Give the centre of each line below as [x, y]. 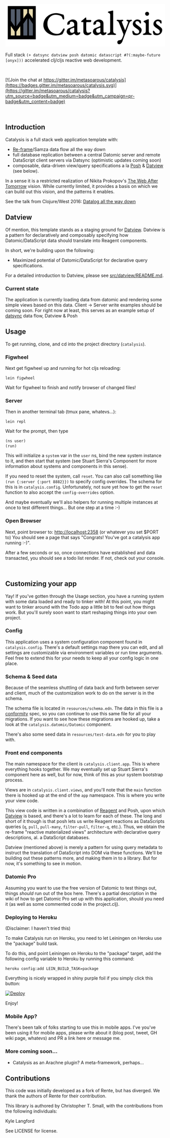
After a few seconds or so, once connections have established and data [80, 552]
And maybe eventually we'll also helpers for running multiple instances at [82, 502]
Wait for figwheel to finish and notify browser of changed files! [71, 388]
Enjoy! [12, 1003]
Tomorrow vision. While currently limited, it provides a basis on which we [82, 186]
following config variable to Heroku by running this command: [70, 959]
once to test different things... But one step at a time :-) [63, 508]
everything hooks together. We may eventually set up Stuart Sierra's [77, 769]
